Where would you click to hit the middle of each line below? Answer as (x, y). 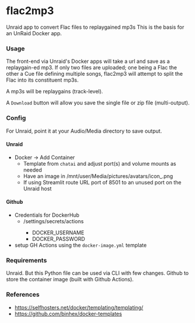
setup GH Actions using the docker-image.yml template (81, 245)
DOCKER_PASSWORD (59, 238)
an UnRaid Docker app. (34, 33)
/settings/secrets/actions (53, 221)
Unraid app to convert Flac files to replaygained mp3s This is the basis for (95, 27)
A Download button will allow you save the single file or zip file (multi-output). (98, 103)
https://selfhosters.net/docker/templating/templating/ (79, 307)
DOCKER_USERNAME (58, 233)
